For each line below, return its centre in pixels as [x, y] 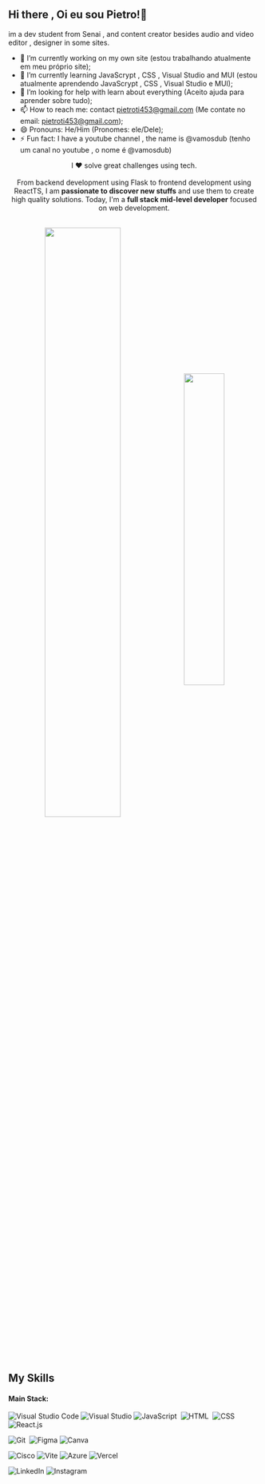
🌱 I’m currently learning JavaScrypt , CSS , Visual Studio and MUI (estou [138, 75]
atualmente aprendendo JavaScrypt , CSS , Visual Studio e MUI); [126, 83]
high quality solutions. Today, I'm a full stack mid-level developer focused [134, 199]
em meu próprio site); [55, 66]
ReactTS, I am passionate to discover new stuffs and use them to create [134, 191]
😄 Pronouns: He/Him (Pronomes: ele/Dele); [91, 129]
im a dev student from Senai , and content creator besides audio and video [131, 34]
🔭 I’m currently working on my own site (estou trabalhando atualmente [135, 58]
